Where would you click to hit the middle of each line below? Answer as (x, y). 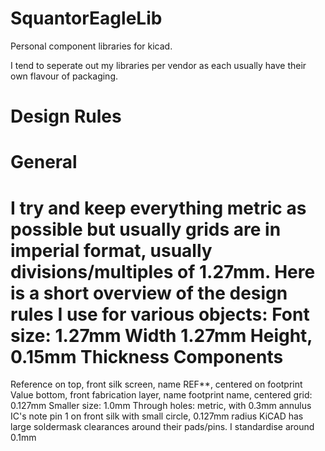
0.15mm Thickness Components (147, 356)
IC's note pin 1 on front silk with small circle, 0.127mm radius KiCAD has (157, 416)
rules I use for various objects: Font (160, 314)
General (44, 162)
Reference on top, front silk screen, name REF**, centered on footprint (156, 384)
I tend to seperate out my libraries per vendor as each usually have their (158, 65)
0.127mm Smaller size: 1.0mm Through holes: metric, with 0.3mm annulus (161, 406)
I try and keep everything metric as (158, 208)
